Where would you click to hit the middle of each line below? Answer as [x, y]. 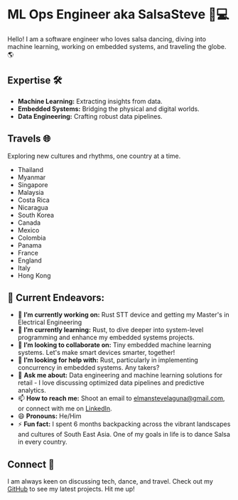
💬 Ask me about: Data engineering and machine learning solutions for [120, 376]
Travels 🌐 [29, 139]
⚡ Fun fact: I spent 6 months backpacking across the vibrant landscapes [124, 424]
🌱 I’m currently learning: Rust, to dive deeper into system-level [110, 330]
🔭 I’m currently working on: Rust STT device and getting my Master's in [123, 315]
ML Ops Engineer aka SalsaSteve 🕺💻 [118, 15]
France [28, 252]
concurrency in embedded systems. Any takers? [88, 368]
